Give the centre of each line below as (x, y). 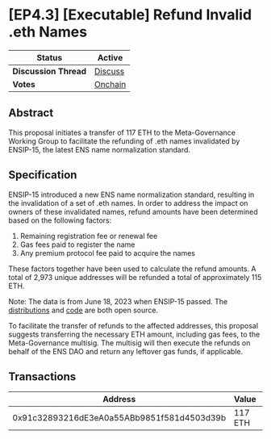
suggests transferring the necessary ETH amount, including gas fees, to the (134, 334)
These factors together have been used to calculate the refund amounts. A (132, 269)
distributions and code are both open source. (83, 310)
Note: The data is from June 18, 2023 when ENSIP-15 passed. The (118, 301)
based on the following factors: (60, 220)
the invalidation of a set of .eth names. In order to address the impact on (128, 203)
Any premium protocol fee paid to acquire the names (108, 253)
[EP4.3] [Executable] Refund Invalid (130, 15)
